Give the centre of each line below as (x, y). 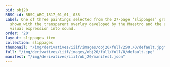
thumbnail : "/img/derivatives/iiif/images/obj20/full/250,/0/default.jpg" (86, 47)
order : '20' (18, 33)
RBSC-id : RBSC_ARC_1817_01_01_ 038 (43, 15)
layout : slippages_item (30, 38)
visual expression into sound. (43, 29)
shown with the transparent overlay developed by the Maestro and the (86, 24)
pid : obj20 (17, 10)
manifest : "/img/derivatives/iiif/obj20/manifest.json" (65, 57)
